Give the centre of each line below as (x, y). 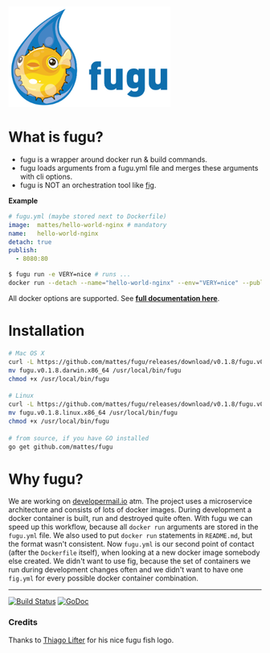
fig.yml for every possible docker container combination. (103, 578)
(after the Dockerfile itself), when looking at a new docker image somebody (134, 552)
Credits (23, 622)
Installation (47, 331)
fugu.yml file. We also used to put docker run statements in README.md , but (131, 535)
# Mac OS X (27, 353)
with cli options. (46, 176)
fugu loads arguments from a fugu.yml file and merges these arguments (139, 167)
